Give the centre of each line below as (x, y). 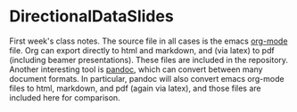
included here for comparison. (65, 97)
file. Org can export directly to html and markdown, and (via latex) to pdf (142, 50)
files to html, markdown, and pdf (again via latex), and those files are (135, 88)
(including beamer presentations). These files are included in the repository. (148, 60)
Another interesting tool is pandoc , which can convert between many (136, 69)
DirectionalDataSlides (91, 16)
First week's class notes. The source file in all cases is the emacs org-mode (148, 41)
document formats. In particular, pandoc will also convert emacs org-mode (147, 78)
